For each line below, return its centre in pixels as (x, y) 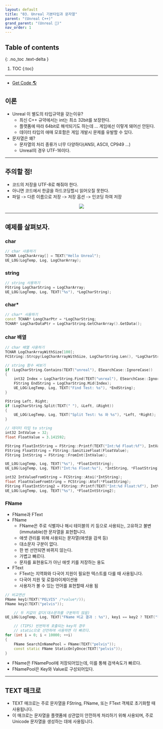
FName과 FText (27, 514)
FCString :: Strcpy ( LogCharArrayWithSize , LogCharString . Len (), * (71, 356)
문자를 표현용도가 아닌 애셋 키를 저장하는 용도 (62, 562)
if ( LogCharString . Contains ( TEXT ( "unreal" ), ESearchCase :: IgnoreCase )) (79, 370)
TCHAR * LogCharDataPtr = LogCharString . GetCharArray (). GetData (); (73, 324)
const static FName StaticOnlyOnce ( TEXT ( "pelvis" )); (68, 649)
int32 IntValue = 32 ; (27, 433)
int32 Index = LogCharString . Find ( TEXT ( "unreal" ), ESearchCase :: (81, 379)
